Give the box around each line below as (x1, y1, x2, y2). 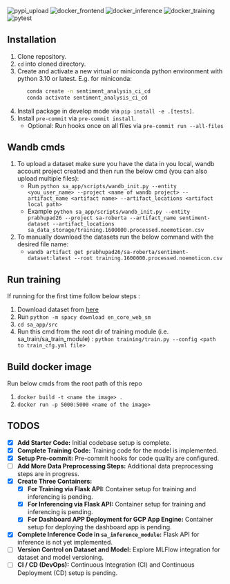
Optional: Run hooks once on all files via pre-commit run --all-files (27, 121, 224, 129)
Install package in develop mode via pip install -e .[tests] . (17, 107, 195, 115)
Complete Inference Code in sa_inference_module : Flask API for (17, 530, 200, 539)
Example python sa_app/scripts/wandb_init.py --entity (27, 208, 190, 216)
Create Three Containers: (17, 477, 93, 486)
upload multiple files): (17, 174, 79, 183)
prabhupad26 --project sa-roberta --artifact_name (27, 215, 177, 221)
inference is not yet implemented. (17, 538, 113, 547)
